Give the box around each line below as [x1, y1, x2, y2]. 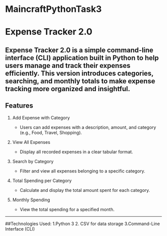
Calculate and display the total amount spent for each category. [19, 187, 150, 193]
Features [5, 102, 33, 110]
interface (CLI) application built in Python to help [5, 54, 159, 62]
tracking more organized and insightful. [5, 84, 130, 93]
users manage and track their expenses [5, 61, 131, 70]
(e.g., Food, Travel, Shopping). [19, 129, 82, 135]
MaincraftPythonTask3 [5, 3, 102, 15]
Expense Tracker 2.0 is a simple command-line [5, 46, 154, 54]
